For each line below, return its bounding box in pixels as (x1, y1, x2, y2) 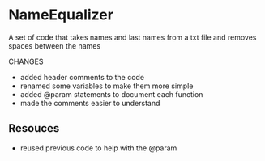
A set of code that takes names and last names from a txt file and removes (8, 32, 257, 42)
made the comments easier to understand (19, 98, 160, 108)
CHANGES (8, 57, 44, 66)
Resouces (8, 121, 60, 135)
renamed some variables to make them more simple (19, 81, 194, 91)
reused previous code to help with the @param (19, 143, 177, 153)
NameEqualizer (8, 6, 113, 24)
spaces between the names (8, 40, 101, 50)
